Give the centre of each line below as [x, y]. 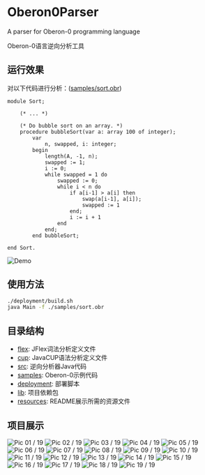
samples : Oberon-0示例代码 [58, 375]
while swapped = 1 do [76, 174]
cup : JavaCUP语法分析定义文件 [62, 358]
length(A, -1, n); [71, 156]
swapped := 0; [77, 181]
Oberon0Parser [53, 12]
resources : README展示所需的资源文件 [74, 401]
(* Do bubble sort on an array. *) [71, 126]
